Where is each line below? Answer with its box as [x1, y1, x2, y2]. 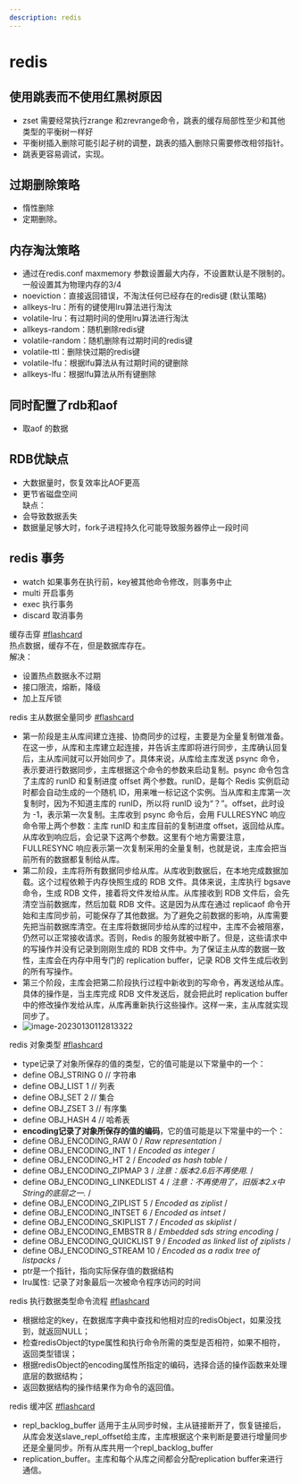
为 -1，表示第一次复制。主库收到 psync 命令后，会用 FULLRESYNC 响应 [21, 809, 286, 819]
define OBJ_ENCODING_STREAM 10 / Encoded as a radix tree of [21, 1245, 261, 1256]
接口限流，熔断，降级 [21, 682, 101, 692]
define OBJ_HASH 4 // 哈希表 [21, 1114, 130, 1125]
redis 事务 [9, 551, 65, 566]
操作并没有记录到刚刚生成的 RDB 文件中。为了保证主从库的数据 [37, 943, 270, 954]
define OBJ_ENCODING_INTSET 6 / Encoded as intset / [21, 1206, 226, 1218]
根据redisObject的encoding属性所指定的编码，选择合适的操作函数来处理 [21, 1359, 287, 1370]
